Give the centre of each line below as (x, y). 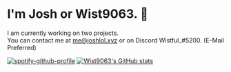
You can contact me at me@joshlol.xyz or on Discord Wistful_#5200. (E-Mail (115, 40)
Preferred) (22, 47)
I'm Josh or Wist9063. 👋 (78, 14)
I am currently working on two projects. (63, 33)
